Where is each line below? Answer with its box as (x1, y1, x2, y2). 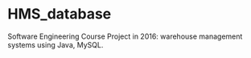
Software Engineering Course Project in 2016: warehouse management (7, 31, 243, 41)
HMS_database (7, 5, 112, 23)
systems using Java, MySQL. (7, 39, 104, 49)
